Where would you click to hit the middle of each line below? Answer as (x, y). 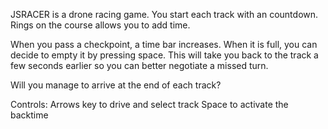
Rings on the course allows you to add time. (100, 25)
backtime (29, 115)
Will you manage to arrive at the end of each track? (116, 85)
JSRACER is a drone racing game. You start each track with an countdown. (164, 14)
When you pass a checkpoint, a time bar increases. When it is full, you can (164, 44)
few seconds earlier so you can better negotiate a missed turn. (139, 65)
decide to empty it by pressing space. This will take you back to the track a (164, 55)
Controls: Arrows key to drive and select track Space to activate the (149, 104)
